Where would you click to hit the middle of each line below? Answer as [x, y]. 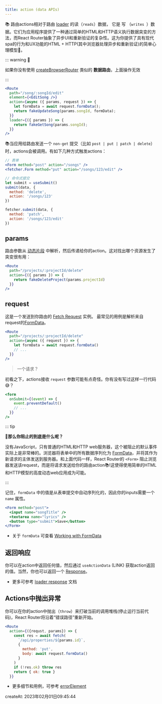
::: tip [10, 426]
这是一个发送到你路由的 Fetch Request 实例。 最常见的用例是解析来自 [74, 316]
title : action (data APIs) [32, 10]
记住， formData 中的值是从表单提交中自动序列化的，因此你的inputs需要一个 [80, 492]
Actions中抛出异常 [33, 599]
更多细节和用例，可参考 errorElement [49, 686]
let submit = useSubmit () [31, 183]
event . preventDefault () [38, 403]
